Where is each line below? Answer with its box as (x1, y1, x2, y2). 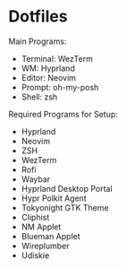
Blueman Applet (21, 230, 81, 241)
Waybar (21, 173, 51, 185)
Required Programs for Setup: (8, 108, 118, 119)
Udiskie (21, 249, 50, 261)
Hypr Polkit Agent (21, 193, 87, 203)
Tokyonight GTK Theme (21, 202, 109, 212)
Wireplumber (21, 240, 70, 251)
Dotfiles (8, 6, 68, 27)
